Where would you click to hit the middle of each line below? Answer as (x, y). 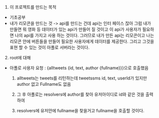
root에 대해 (20, 58)
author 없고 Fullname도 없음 (44, 84)
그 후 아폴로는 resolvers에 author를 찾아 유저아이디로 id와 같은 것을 (80, 94)
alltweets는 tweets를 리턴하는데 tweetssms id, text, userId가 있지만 (82, 78)
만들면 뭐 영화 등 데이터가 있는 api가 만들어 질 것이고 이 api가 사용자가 (75, 29)
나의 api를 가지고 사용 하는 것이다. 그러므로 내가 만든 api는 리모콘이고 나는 (85, 35)
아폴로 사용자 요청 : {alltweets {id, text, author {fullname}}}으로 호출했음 (79, 68)
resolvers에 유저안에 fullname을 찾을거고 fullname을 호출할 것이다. (80, 111)
